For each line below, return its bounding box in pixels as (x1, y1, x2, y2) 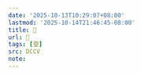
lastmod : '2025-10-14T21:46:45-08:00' (8, 19, 135, 27)
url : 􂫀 (8, 33, 30, 41)
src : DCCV (8, 48, 41, 55)
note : (8, 55, 26, 63)
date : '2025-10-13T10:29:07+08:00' (8, 11, 125, 20)
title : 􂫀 (8, 26, 37, 34)
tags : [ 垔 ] (8, 41, 43, 48)
